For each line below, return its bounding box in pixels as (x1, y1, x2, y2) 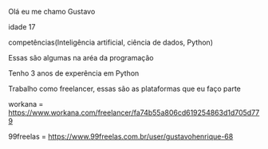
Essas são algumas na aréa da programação (8, 53, 154, 62)
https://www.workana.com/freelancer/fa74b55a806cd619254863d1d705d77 (8, 108, 260, 117)
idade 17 (8, 22, 36, 31)
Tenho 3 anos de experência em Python (8, 69, 140, 78)
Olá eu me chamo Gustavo (8, 7, 96, 16)
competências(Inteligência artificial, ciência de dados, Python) (8, 37, 214, 47)
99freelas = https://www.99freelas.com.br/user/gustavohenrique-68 (8, 131, 234, 141)
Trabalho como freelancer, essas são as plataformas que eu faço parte (8, 84, 242, 93)
